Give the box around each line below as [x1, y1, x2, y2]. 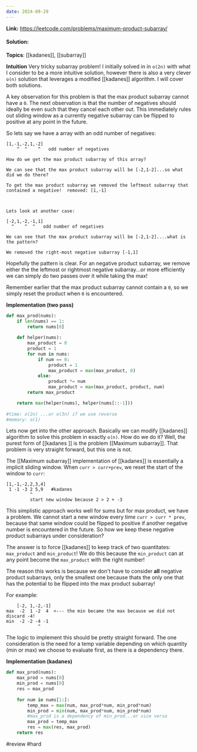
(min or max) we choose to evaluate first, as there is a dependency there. [6, 646, 184, 654]
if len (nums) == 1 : [17, 318, 65, 324]
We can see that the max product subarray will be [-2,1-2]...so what [6, 166, 183, 173]
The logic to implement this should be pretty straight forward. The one [6, 634, 177, 641]
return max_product [27, 390, 75, 396]
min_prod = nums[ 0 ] [17, 681, 65, 687]
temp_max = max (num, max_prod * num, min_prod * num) [27, 702, 152, 708]
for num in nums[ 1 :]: [17, 697, 70, 702]
